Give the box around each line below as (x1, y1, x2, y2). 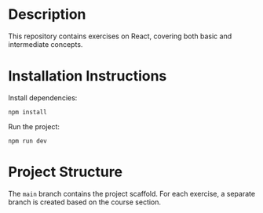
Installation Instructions (8, 67, 167, 85)
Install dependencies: (8, 92, 78, 103)
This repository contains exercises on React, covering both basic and (8, 31, 232, 41)
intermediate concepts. (8, 39, 83, 49)
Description (8, 5, 86, 23)
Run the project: (8, 121, 60, 131)
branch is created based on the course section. (8, 197, 162, 207)
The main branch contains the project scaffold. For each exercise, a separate (8, 189, 256, 198)
